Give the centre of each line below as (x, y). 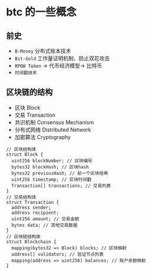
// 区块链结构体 (23, 236)
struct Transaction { (33, 202)
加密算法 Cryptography (42, 137)
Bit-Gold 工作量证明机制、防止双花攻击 (62, 58)
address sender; (31, 207)
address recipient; (35, 213)
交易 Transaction (35, 115)
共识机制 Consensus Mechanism (54, 122)
